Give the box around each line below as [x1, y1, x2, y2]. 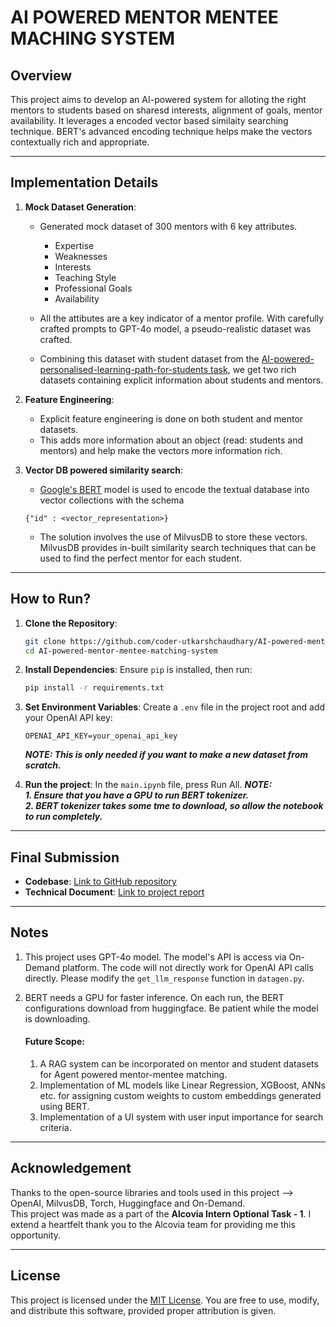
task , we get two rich [210, 363, 297, 375]
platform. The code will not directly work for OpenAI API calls [61, 961, 314, 973]
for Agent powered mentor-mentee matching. [39, 1069, 228, 1081]
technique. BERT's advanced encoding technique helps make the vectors [10, 126, 313, 137]
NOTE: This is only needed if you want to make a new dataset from [24, 749, 309, 761]
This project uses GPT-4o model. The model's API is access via [24, 951, 287, 963]
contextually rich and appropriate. [10, 136, 150, 148]
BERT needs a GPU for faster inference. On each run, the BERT [24, 991, 285, 1003]
